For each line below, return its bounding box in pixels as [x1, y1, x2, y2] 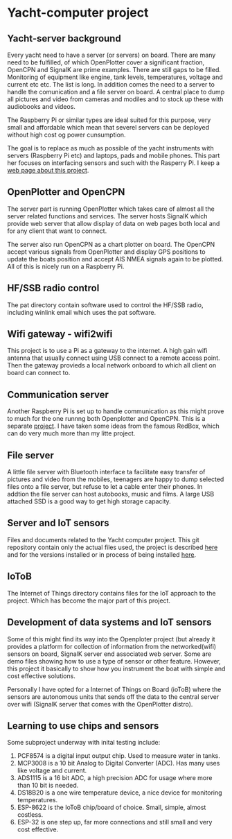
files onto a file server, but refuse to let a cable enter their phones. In [7, 483, 203, 491]
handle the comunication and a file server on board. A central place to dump [7, 88, 225, 96]
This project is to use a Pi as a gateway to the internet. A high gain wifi [7, 347, 208, 355]
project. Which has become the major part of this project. [7, 596, 171, 605]
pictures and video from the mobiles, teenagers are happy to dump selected [7, 475, 224, 483]
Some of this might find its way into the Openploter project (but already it [7, 634, 215, 643]
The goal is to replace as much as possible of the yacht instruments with [7, 144, 214, 152]
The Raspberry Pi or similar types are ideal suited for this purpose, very [7, 116, 211, 124]
